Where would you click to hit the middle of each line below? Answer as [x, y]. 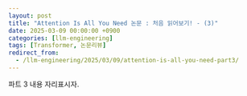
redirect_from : [34, 53]
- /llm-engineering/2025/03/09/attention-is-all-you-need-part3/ [128, 61]
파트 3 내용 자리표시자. [44, 84]
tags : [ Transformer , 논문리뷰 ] [58, 46]
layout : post [30, 16]
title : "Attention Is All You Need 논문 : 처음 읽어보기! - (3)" [113, 23]
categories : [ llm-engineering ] [61, 38]
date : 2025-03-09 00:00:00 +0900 [64, 30]
